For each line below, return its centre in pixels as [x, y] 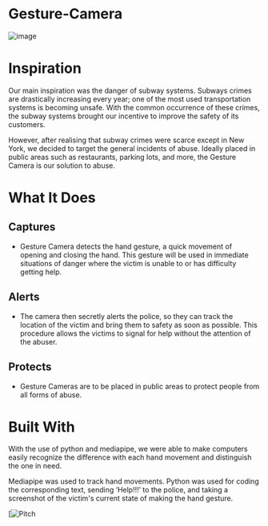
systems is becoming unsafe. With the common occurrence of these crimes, [134, 107]
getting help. [41, 272]
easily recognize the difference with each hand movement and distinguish [130, 457]
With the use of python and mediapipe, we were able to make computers [128, 449]
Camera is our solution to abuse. [62, 165]
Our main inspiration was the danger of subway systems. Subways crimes [130, 90]
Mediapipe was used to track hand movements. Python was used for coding [134, 481]
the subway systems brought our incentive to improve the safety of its [124, 116]
